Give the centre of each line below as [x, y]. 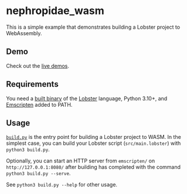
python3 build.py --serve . [38, 173]
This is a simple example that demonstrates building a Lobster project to [93, 27]
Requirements [32, 84]
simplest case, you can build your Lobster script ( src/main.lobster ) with [93, 143]
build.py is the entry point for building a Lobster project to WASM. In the [94, 137]
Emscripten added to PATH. [39, 104]
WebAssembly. [24, 33]
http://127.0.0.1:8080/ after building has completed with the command [93, 167]
